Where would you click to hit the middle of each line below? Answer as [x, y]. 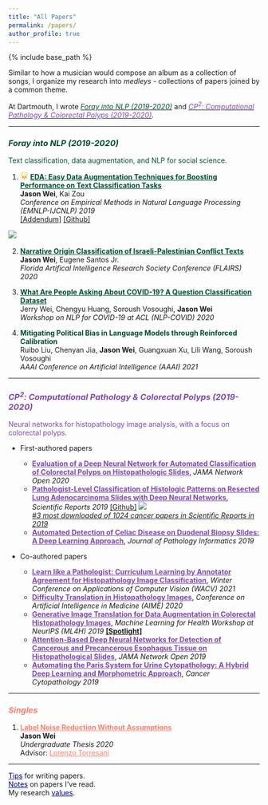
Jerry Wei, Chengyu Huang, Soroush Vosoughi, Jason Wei [116, 309]
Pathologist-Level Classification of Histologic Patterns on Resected [146, 489]
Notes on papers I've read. [52, 784]
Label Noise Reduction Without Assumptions [96, 728]
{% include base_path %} [50, 57]
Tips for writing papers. [47, 776]
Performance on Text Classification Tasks [91, 185]
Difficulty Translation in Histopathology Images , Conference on [138, 598]
